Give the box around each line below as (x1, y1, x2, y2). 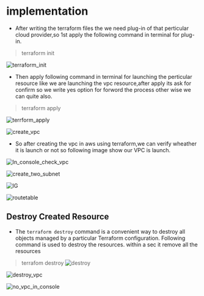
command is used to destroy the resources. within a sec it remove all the (15, 240, 199, 248)
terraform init (21, 49, 55, 56)
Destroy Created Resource (6, 212, 109, 222)
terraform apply (21, 104, 61, 111)
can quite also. (15, 92, 53, 100)
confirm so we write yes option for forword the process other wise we (15, 86, 191, 93)
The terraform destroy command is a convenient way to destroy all (15, 228, 185, 235)
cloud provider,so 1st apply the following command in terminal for (15, 31, 180, 38)
